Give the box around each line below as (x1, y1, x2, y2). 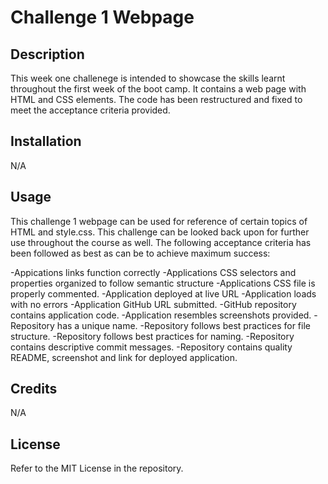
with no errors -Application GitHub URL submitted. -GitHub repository (10, 298, 297, 310)
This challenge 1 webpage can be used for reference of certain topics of (10, 215, 308, 227)
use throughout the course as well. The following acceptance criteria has (10, 236, 312, 248)
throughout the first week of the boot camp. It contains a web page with (10, 83, 307, 95)
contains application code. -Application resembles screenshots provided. (10, 309, 312, 321)
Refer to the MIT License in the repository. (10, 462, 184, 475)
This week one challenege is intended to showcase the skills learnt (10, 72, 286, 84)
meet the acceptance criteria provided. (10, 104, 171, 116)
